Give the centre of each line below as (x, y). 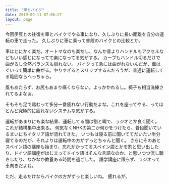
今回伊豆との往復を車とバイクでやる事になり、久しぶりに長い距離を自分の (82, 34)
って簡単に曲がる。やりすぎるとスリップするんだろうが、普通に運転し (87, 70)
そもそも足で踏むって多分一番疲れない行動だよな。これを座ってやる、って (82, 105)
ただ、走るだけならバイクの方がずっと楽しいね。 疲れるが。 (68, 176)
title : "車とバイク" (25, 10)
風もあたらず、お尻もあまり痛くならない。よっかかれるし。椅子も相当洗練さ (84, 87)
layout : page (19, 19)
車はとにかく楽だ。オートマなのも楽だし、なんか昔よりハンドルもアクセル (82, 52)
